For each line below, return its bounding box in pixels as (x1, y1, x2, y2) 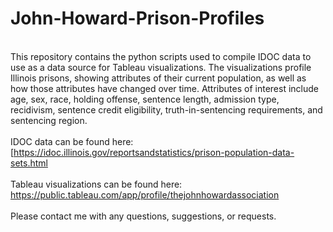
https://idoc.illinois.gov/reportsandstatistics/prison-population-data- (13, 146, 295, 158)
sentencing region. (10, 114, 88, 126)
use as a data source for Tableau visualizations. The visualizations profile (10, 61, 312, 73)
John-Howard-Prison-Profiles (10, 7, 265, 30)
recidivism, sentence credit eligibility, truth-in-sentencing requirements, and (10, 103, 323, 116)
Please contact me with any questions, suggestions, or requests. (10, 210, 277, 222)
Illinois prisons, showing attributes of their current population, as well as (10, 72, 307, 84)
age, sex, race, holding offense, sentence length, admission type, (10, 93, 280, 105)
